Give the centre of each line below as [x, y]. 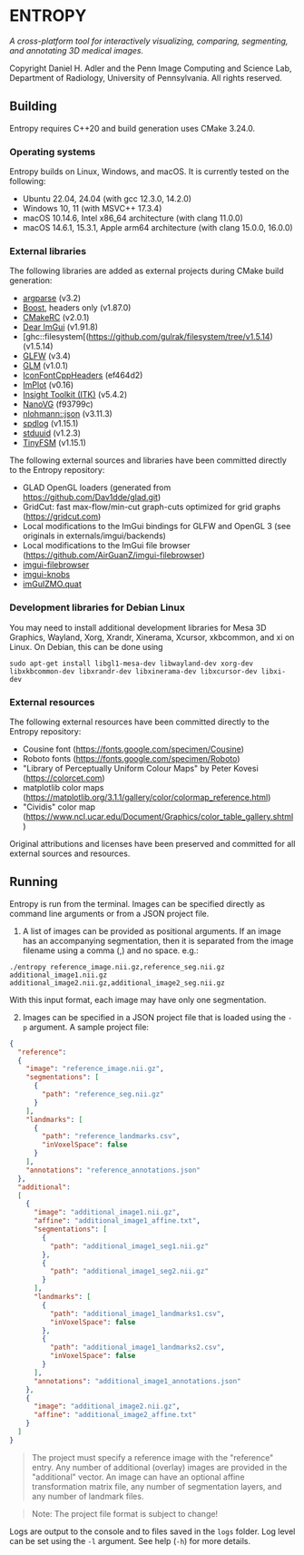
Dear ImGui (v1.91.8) [60, 327]
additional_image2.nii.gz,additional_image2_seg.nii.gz [117, 983]
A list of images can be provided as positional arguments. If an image [152, 930]
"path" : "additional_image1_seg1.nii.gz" [129, 1246]
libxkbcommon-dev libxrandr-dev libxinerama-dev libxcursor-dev [133, 671]
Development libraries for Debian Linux [98, 607]
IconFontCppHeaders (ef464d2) [83, 375]
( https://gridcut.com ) [62, 517]
